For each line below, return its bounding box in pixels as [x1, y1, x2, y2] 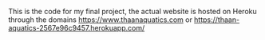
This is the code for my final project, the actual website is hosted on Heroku [8, 7, 257, 16]
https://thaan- [194, 15, 240, 24]
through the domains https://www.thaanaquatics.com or [8, 15, 193, 24]
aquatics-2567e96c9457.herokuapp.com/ [8, 24, 145, 32]
